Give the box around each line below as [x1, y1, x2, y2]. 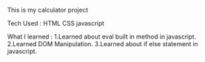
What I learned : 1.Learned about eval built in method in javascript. [7, 32, 197, 41]
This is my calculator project [7, 6, 88, 14]
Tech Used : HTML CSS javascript [7, 19, 104, 27]
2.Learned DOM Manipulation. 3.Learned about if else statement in [7, 40, 198, 48]
